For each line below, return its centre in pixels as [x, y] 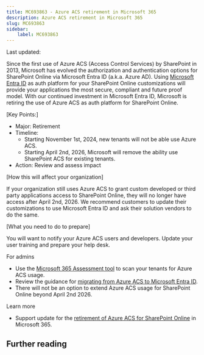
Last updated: [24, 52]
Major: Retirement [37, 126]
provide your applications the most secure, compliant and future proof [94, 90]
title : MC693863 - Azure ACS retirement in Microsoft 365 [81, 12]
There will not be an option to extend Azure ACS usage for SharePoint [103, 288]
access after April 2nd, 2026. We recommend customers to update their [97, 202]
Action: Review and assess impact [58, 165]
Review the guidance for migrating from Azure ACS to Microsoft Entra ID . [106, 282]
